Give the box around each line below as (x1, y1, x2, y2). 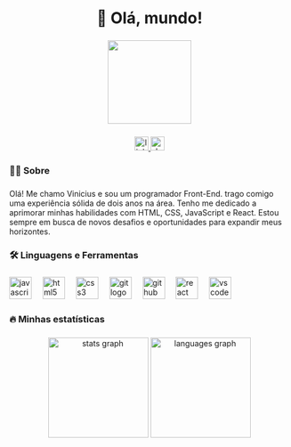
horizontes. (9, 226, 51, 237)
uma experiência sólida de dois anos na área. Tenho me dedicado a (9, 198, 257, 208)
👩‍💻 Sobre (9, 164, 51, 176)
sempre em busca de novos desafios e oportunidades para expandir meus (9, 216, 282, 227)
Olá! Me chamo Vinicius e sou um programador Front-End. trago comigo (9, 188, 274, 199)
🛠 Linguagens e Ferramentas (9, 248, 139, 261)
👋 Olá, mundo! (96, 8, 203, 28)
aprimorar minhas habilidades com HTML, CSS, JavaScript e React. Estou (9, 207, 279, 217)
